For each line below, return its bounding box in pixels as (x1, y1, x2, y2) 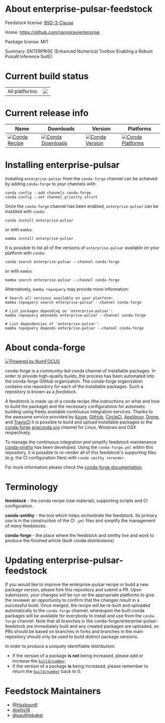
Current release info (5, 108, 89, 119)
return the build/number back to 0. (12, 668, 82, 674)
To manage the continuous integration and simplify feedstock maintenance (5, 439, 157, 445)
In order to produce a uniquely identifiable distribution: (5, 643, 115, 649)
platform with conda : (5, 250, 46, 256)
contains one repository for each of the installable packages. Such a (5, 383, 143, 389)
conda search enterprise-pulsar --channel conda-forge (5, 259, 120, 264)
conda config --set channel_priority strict (5, 195, 98, 199)
